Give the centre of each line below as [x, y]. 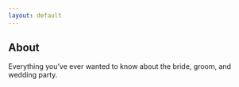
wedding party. [33, 75]
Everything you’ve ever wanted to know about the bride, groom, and [120, 66]
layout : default [35, 15]
